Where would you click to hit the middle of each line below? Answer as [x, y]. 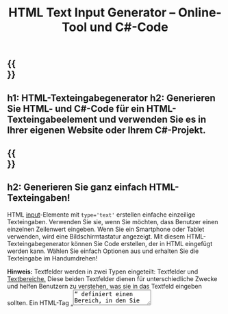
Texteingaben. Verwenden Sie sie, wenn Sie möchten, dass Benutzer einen [113, 221]
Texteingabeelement [52, 119]
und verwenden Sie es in [153, 119]
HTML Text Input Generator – [92, 13]
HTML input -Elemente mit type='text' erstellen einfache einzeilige [101, 215]
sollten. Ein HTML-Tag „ [40, 302]
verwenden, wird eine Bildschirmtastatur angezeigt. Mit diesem [96, 236]
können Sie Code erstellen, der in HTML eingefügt [142, 243]
